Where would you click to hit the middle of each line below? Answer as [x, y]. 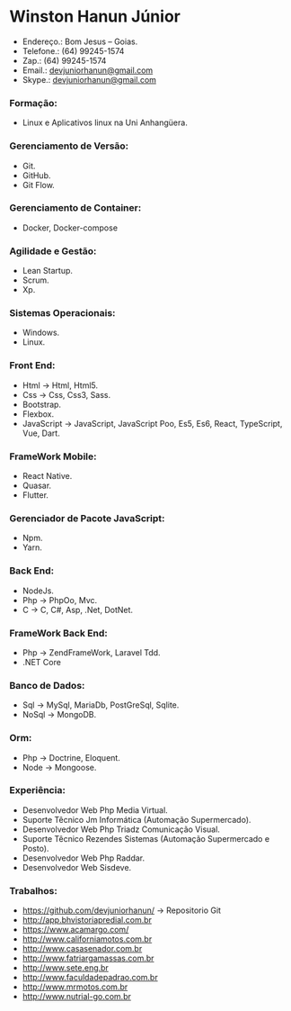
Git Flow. [39, 185]
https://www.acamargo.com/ [75, 930]
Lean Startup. [48, 271]
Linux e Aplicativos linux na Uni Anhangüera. [105, 122]
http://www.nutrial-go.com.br [77, 997]
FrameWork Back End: [58, 633]
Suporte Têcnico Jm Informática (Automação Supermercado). [137, 819]
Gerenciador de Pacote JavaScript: [87, 518]
